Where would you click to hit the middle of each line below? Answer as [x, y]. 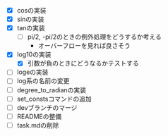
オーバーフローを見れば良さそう [84, 46]
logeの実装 [32, 72]
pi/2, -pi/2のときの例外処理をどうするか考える [94, 37]
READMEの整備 [39, 116]
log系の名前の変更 [43, 81]
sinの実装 [30, 19]
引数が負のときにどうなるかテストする [83, 63]
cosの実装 [31, 10]
